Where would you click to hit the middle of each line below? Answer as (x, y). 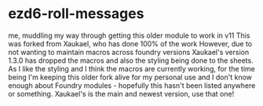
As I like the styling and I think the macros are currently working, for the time (131, 68)
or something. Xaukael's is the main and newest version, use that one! (121, 93)
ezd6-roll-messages (76, 14)
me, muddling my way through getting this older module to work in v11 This (129, 35)
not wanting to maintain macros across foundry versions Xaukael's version (129, 52)
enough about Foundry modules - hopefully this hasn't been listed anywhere (132, 85)
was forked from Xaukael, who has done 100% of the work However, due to (130, 43)
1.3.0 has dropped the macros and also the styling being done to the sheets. (131, 60)
